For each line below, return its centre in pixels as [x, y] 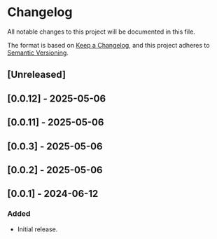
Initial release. [37, 229]
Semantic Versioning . [38, 53]
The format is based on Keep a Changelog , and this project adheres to [108, 45]
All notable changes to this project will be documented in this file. [101, 32]
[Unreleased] [37, 75]
